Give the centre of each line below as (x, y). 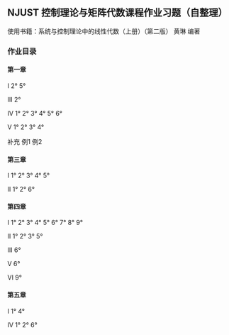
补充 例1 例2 (25, 141)
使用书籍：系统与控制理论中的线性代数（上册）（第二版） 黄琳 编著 (104, 31)
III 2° (14, 99)
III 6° (14, 250)
